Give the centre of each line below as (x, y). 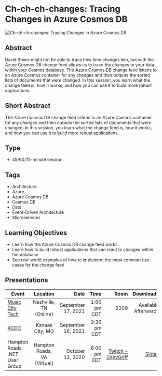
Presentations (27, 280)
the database (25, 255)
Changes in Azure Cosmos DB (66, 19)
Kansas (44, 325)
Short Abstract (28, 106)
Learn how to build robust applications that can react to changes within (83, 250)
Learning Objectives (36, 233)
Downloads (146, 294)
